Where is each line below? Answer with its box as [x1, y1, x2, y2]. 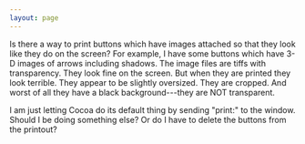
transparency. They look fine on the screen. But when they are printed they [9, 67, 291, 78]
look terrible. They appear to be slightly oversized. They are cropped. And [9, 77, 287, 87]
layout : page [9, 13, 59, 23]
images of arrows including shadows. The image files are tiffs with [17, 57, 267, 68]
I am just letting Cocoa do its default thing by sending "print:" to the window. [9, 104, 296, 115]
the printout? [9, 124, 57, 135]
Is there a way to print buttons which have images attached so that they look [9, 38, 296, 49]
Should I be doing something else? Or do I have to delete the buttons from [9, 114, 287, 125]
